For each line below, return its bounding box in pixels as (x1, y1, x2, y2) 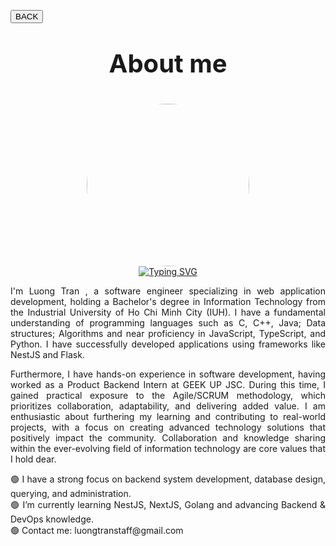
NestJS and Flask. (10, 349, 85, 360)
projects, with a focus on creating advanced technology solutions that (10, 421, 326, 433)
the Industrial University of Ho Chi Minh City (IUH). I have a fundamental (10, 306, 326, 318)
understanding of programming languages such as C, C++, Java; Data (10, 317, 326, 329)
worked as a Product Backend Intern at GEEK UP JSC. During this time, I (10, 379, 326, 390)
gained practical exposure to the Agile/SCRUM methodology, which (10, 390, 326, 401)
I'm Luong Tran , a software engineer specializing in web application (10, 285, 326, 297)
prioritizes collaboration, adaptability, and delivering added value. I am (10, 400, 326, 412)
